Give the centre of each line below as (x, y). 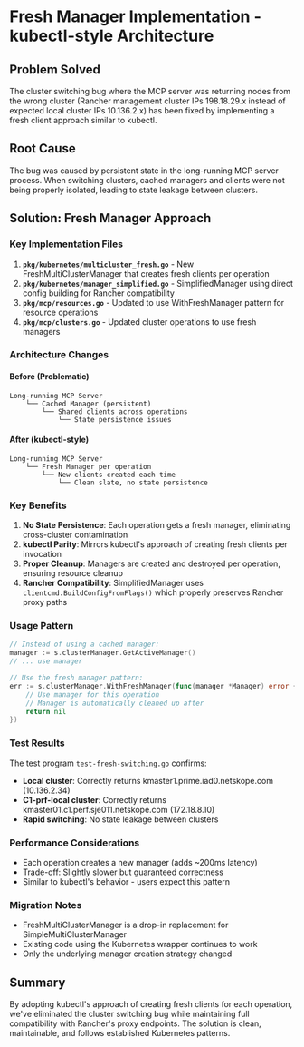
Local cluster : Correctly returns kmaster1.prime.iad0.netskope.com (148, 780)
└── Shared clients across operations (115, 411)
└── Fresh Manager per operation (89, 466)
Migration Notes (46, 905)
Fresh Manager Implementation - (136, 17)
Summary (38, 982)
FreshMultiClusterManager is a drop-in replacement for (125, 925)
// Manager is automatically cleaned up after (115, 703)
